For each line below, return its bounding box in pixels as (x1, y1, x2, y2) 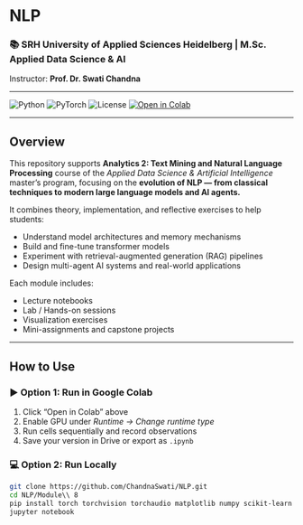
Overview (9, 134, 66, 149)
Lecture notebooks (22, 295, 93, 306)
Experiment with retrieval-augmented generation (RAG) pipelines (22, 250, 263, 262)
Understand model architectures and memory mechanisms (22, 231, 242, 242)
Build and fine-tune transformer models (22, 241, 170, 252)
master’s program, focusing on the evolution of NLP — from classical (9, 177, 269, 188)
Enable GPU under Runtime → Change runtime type (22, 416, 215, 427)
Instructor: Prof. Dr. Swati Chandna (9, 73, 142, 84)
